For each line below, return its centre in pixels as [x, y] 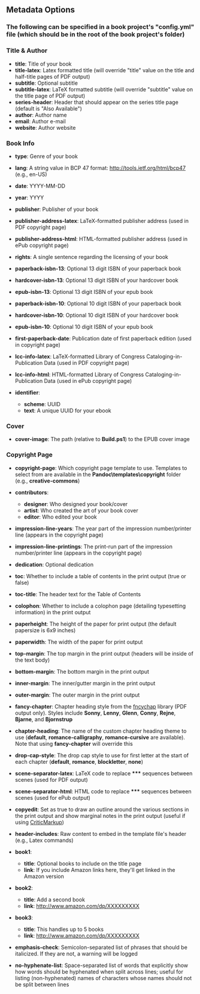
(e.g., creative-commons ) [47, 481]
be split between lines [42, 984]
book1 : [23, 852]
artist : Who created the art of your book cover [81, 510]
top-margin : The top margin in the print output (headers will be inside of [104, 653]
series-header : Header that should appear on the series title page [96, 102]
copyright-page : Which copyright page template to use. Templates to [101, 468]
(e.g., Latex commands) [44, 840]
